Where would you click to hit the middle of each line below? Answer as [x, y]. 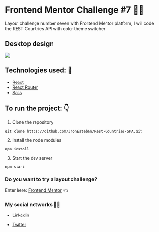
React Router [25, 87]
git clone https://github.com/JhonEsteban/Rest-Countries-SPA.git [74, 131]
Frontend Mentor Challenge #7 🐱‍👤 [75, 10]
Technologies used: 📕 [38, 71]
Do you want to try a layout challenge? [51, 179]
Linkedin [21, 215]
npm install [17, 149]
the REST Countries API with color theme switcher [55, 28]
